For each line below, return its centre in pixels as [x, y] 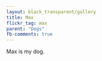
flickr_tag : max [27, 23]
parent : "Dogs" [25, 29]
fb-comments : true [29, 34]
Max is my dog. [25, 51]
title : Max [20, 18]
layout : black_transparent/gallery [51, 12]
